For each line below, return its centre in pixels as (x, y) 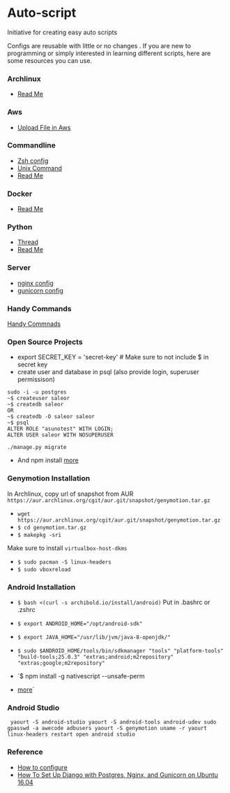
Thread (28, 242)
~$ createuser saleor (39, 399)
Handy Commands (39, 308)
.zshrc (26, 609)
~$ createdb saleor (36, 405)
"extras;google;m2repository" (61, 663)
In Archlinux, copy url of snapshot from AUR (70, 494)
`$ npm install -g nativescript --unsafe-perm (81, 676)
